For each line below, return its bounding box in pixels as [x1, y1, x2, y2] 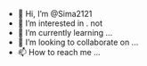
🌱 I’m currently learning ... [17, 28, 113, 37]
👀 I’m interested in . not [17, 18, 103, 29]
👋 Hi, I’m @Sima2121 [17, 9, 93, 19]
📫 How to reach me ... [17, 47, 101, 57]
